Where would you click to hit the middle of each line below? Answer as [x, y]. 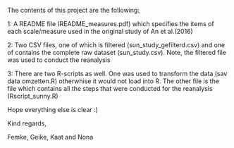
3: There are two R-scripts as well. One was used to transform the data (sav [117, 74]
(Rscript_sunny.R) [33, 96]
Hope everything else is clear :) [53, 110]
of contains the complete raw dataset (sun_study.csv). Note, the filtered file [117, 53]
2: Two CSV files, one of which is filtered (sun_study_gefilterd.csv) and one [116, 45]
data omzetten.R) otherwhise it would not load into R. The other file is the [113, 81]
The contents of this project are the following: [73, 10]
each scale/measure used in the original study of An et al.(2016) [100, 31]
